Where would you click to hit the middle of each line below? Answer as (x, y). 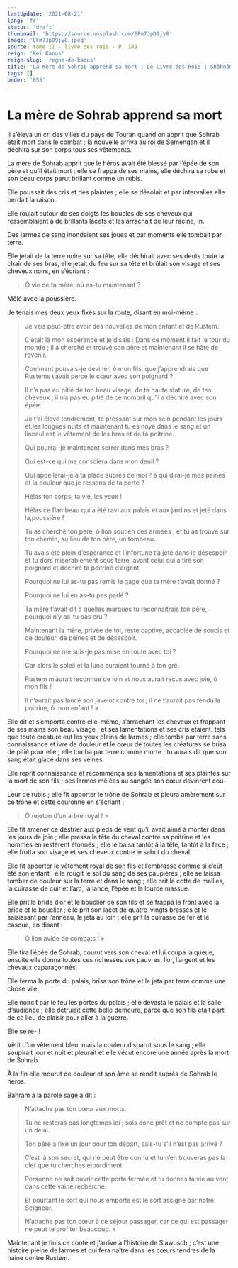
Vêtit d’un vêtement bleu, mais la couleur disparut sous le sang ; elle (107, 1045)
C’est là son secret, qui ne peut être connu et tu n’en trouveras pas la (125, 1158)
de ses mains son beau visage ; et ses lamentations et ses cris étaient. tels (116, 729)
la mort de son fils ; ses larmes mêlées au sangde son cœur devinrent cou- (117, 781)
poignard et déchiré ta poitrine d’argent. (83, 568)
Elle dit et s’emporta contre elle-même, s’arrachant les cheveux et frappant (117, 722)
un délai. (37, 1130)
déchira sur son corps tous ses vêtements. (70, 150)
